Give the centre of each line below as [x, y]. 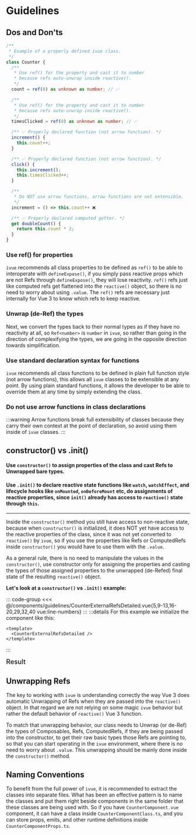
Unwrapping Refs [38, 681]
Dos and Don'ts [34, 32]
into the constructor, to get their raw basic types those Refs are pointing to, [96, 737]
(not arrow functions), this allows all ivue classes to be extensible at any [92, 379]
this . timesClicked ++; [43, 175]
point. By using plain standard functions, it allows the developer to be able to [98, 385]
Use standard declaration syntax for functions [73, 360]
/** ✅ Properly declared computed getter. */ [68, 218]
